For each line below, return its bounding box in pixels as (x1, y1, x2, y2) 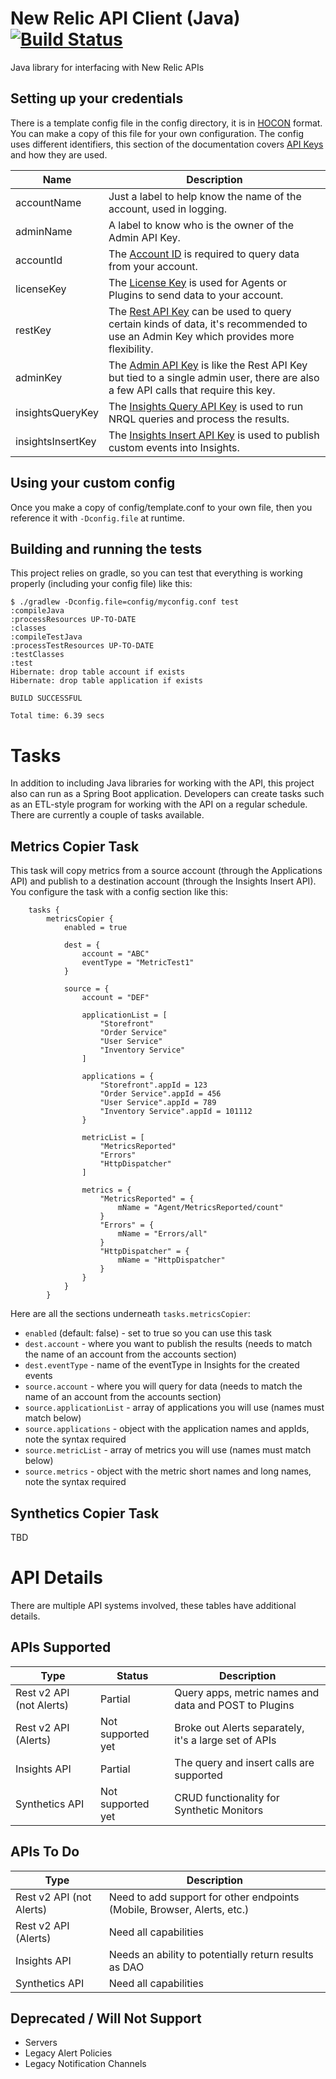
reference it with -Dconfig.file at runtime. (10, 512, 185, 524)
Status (116, 1668, 149, 1682)
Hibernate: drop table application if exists (10, 676, 203, 686)
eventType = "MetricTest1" (81, 958, 195, 968)
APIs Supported (10, 1639, 112, 1656)
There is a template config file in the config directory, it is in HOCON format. (10, 117, 323, 129)
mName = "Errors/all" (117, 1229, 208, 1239)
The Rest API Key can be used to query (108, 304, 292, 318)
